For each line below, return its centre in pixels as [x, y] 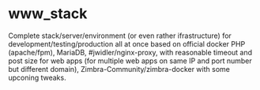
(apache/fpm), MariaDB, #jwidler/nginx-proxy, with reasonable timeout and [130, 52]
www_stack [48, 14]
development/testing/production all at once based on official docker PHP [127, 43]
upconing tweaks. [37, 77]
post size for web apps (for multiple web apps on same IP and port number [130, 61]
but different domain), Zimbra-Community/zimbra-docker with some [119, 69]
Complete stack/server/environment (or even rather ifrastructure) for [120, 36]
